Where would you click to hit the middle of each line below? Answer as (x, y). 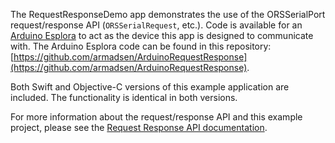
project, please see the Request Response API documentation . (139, 127)
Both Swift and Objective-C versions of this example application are (150, 87)
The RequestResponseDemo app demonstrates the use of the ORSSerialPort (168, 14)
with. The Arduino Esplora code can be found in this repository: (141, 46)
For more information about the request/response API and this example (156, 117)
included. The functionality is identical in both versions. (124, 97)
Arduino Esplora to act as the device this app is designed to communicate (162, 35)
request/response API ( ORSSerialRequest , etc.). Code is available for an (156, 25)
